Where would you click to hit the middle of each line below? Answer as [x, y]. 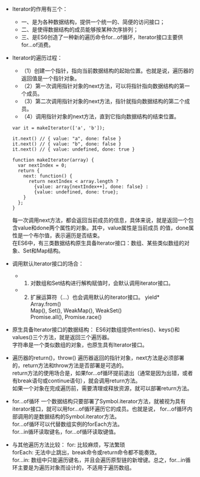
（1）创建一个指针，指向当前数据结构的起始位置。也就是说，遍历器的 [108, 71]
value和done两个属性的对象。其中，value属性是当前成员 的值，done [103, 228]
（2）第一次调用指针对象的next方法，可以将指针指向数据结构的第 [103, 86]
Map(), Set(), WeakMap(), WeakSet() [76, 310]
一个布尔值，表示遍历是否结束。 [63, 235]
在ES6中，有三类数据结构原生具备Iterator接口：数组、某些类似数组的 [98, 243]
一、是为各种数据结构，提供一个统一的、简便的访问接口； [93, 22]
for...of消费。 [37, 45]
